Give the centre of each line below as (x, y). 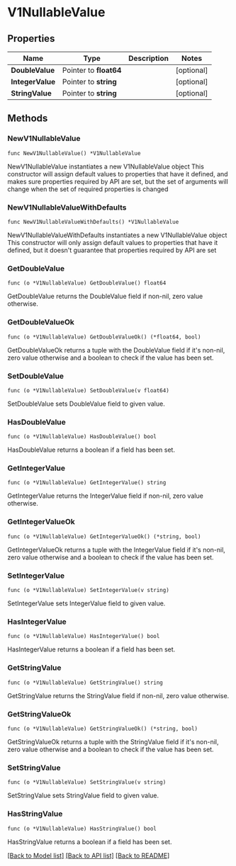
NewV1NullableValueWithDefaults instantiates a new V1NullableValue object (117, 235)
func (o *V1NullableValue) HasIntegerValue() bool (84, 637)
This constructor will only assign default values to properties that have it (113, 242)
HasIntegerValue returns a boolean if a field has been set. (91, 649)
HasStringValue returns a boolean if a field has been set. (90, 842)
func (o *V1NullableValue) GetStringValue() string (85, 683)
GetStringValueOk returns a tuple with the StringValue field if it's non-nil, (113, 741)
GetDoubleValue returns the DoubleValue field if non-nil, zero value (105, 296)
